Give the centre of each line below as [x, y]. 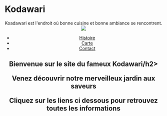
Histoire [87, 37]
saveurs [83, 86]
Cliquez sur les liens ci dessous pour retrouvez [83, 101]
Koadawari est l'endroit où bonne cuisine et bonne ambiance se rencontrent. [83, 23]
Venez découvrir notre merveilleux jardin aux [83, 78]
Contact [87, 48]
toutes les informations [83, 108]
